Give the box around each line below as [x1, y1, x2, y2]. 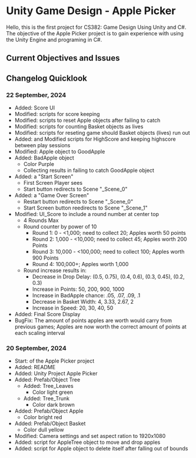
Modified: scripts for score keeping [14, 111, 100, 118]
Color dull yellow [23, 426, 64, 433]
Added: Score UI [14, 104, 55, 111]
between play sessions [14, 142, 71, 149]
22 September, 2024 [6, 91, 67, 99]
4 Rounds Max [23, 217, 59, 224]
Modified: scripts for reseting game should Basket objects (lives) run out [14, 130, 190, 137]
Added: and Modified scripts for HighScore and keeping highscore [14, 135, 176, 142]
